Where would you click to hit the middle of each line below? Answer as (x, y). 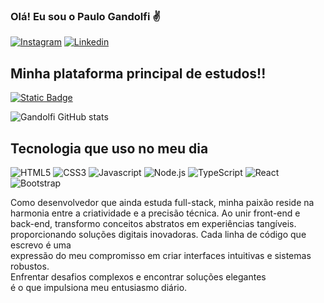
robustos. (30, 266)
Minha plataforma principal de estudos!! (138, 73)
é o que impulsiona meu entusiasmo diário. (99, 287)
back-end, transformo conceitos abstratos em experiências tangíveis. (153, 223)
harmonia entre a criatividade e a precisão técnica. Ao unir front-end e (155, 213)
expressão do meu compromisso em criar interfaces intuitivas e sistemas (161, 255)
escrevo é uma (41, 245)
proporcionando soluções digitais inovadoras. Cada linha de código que (158, 234)
